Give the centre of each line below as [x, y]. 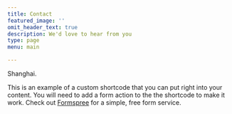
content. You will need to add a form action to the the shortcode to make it [116, 95]
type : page [23, 41]
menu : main [23, 47]
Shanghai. [22, 73]
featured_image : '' [36, 21]
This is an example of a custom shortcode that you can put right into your [115, 87]
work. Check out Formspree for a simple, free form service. [94, 103]
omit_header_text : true [43, 27]
